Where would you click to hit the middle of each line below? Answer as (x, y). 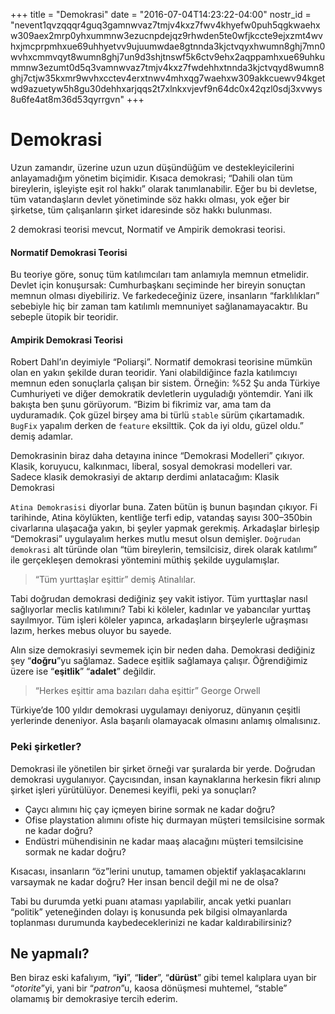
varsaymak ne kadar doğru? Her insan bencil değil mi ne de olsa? (144, 881)
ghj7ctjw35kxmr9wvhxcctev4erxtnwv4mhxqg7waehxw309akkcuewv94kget (168, 78)
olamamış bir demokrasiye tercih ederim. (94, 999)
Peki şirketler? (46, 747)
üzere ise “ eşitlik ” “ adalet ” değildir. (83, 671)
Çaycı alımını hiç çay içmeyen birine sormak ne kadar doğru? (150, 809)
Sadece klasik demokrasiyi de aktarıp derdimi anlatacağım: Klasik (145, 477)
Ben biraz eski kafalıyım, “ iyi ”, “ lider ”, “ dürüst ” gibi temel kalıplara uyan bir (163, 978)
